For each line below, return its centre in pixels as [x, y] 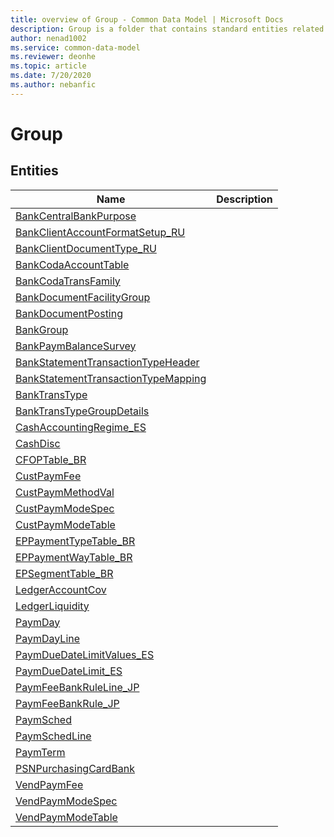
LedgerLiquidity [52, 606]
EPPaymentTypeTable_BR [75, 541]
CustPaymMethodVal [65, 492]
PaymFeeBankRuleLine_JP [77, 687]
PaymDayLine [48, 638]
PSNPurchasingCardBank [75, 768]
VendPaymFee [49, 784]
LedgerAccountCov [61, 589]
